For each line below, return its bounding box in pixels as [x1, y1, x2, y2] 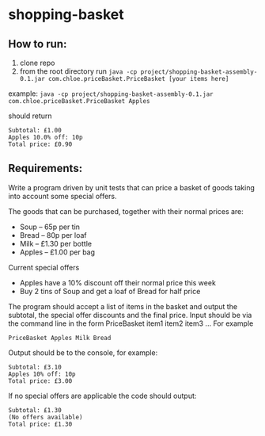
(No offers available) [8, 413, 83, 421]
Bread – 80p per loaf [19, 230, 87, 239]
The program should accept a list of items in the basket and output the [8, 301, 238, 311]
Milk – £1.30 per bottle [19, 239, 93, 248]
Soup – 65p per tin [19, 222, 81, 231]
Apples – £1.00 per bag [19, 247, 96, 257]
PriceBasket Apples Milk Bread [8, 334, 112, 342]
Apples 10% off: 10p [8, 370, 77, 378]
